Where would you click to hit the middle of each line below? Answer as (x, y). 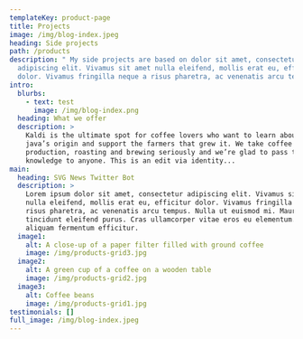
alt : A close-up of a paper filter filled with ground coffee (145, 245)
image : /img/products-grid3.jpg (86, 253)
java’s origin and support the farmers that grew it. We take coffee (159, 144)
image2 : (32, 262)
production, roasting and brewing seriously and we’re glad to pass (157, 152)
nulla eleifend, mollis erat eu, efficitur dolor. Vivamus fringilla (159, 203)
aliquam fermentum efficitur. (83, 228)
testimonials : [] (42, 312)
